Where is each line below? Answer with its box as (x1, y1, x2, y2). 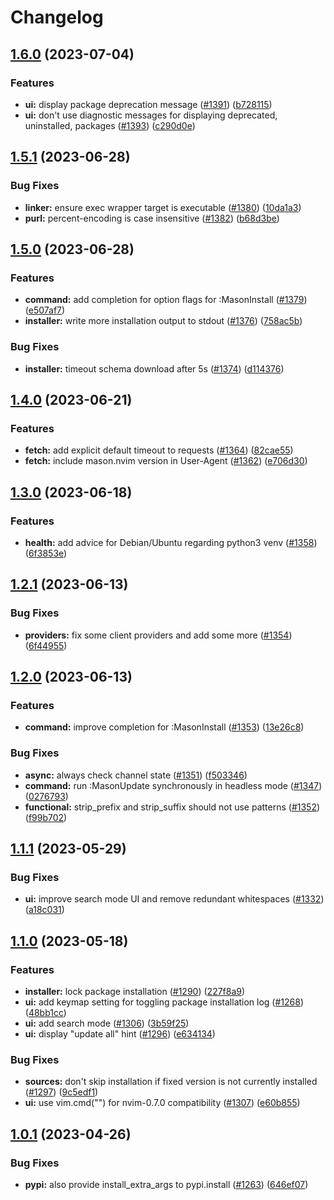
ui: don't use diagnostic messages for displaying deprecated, (24, 109, 278, 121)
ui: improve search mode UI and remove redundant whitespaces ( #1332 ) (24, 893, 325, 905)
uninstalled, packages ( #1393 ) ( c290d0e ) (24, 119, 196, 131)
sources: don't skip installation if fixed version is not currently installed (24, 1076, 318, 1088)
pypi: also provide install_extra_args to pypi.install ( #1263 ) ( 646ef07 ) (24, 1178, 309, 1190)
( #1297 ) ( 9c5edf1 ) (24, 1086, 99, 1098)
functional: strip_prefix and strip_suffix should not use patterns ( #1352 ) (24, 801, 321, 813)
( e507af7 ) (24, 304, 66, 316)
